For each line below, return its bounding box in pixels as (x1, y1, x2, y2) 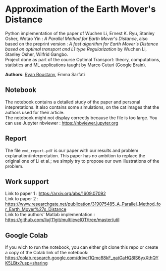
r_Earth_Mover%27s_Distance (5, 206, 67, 212)
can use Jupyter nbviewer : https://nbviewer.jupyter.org (5, 120, 118, 126)
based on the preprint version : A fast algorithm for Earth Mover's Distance (5, 41, 159, 46)
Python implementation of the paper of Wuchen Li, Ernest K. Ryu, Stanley (5, 30, 155, 36)
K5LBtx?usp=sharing (5, 260, 48, 266)
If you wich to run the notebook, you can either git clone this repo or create (5, 244, 159, 250)
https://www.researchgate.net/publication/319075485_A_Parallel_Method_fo (5, 201, 161, 207)
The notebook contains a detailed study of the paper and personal (5, 99, 140, 105)
